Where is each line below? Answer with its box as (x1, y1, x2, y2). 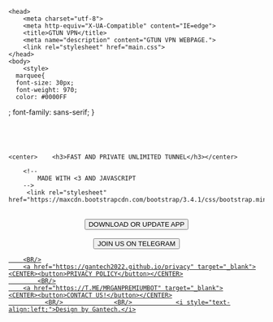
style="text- (186, 298, 231, 307)
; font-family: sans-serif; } (8, 107, 95, 117)
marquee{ (15, 72, 45, 80)
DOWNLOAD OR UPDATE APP (88, 220, 185, 229)
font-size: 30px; (15, 79, 75, 87)
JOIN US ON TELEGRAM (97, 240, 176, 248)
